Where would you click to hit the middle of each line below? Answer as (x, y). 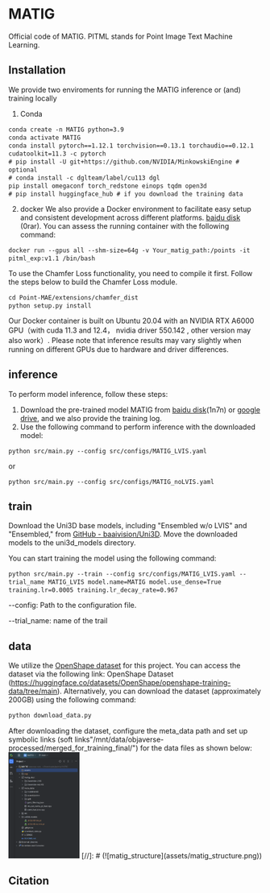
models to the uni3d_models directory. (72, 543)
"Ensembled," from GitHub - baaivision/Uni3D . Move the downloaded (123, 534)
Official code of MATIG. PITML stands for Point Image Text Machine (120, 36)
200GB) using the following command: (73, 700)
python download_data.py (50, 716)
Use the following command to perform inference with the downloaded (138, 427)
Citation (29, 881)
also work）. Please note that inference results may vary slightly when (125, 340)
